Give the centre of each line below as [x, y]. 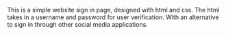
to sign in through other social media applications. [78, 24]
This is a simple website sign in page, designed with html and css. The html [113, 10]
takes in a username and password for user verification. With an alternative [113, 17]
